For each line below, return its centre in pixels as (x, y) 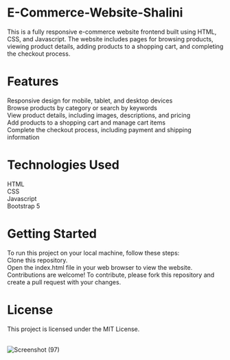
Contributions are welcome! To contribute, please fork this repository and (111, 275)
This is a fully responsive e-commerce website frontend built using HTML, (112, 32)
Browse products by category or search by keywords (82, 107)
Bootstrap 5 (24, 206)
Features (33, 82)
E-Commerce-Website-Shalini (95, 13)
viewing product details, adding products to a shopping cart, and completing (115, 46)
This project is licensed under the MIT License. (73, 329)
